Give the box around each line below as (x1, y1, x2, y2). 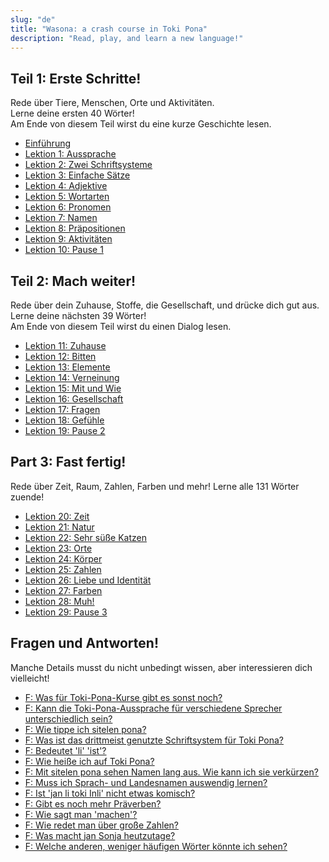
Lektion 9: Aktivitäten (24, 233, 113, 245)
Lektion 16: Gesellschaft (24, 393, 124, 405)
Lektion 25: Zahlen (24, 563, 102, 575)
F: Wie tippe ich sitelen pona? (24, 723, 147, 735)
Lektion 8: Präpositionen (24, 222, 126, 235)
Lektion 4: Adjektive (24, 180, 108, 192)
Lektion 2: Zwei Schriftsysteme (24, 159, 153, 171)
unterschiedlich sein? (24, 712, 113, 725)
